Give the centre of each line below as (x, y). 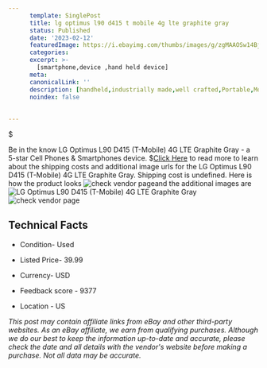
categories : (49, 52)
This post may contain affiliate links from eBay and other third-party (120, 321)
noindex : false (54, 97)
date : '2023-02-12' (61, 38)
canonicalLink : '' (60, 82)
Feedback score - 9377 (58, 290)
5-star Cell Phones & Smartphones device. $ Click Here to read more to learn (133, 158)
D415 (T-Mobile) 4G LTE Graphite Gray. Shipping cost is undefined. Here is (130, 175)
